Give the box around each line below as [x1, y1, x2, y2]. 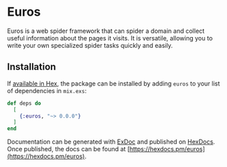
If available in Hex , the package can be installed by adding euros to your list [7, 79, 221, 88]
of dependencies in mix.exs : [7, 86, 87, 94]
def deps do [7, 100, 41, 107]
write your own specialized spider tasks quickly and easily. [7, 41, 174, 49]
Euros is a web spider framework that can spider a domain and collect [7, 27, 205, 35]
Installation [7, 61, 56, 73]
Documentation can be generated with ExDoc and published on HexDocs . [7, 138, 215, 146]
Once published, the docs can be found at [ [7, 145, 130, 153]
